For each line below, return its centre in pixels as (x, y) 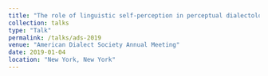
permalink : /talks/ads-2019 (55, 38)
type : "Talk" (30, 30)
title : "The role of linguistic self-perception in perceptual (116, 15)
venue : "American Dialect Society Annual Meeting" (94, 45)
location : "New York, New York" (62, 60)
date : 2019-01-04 (37, 52)
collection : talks (39, 23)
